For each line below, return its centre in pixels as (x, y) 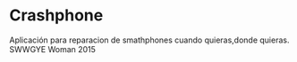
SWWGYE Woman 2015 (53, 49)
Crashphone (56, 15)
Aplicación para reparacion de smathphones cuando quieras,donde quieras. (149, 40)
